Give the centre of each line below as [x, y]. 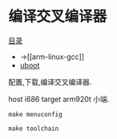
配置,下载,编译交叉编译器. [50, 82]
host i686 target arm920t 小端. [59, 99]
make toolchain [34, 128]
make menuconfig [35, 114]
